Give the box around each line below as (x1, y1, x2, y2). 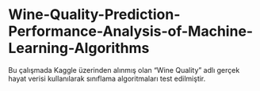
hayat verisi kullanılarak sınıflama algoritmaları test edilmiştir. (8, 74, 206, 83)
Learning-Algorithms (8, 40, 150, 57)
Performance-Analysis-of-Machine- (8, 22, 254, 40)
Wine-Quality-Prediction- (8, 6, 181, 24)
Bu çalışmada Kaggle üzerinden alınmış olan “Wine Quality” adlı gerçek (8, 65, 240, 74)
